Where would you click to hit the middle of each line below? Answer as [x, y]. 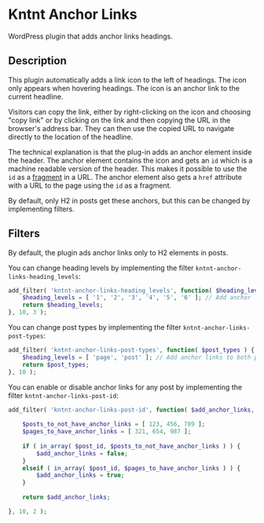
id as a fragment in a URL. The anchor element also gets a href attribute [125, 177]
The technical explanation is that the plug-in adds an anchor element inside [130, 152]
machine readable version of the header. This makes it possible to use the [128, 168]
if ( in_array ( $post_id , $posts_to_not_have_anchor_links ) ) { [132, 446]
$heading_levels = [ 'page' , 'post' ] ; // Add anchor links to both [137, 357]
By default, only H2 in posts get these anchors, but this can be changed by [129, 200]
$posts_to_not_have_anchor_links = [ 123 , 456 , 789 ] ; [114, 424]
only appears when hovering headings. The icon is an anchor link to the [124, 88]
